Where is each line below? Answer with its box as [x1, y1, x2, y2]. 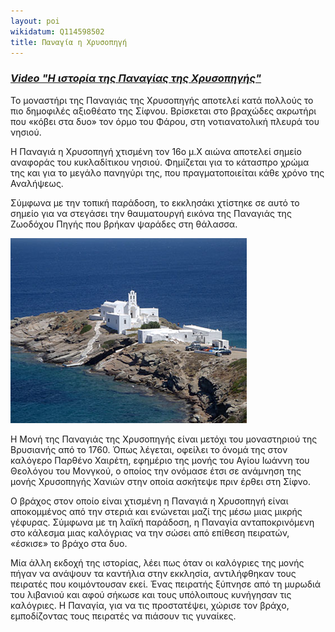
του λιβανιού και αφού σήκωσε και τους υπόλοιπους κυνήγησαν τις [10, 588, 292, 600]
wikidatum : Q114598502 [10, 26, 105, 37]
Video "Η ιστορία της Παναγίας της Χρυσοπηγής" [10, 71, 262, 85]
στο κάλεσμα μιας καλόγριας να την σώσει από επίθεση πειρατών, [10, 526, 290, 539]
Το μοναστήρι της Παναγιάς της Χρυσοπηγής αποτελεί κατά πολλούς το [10, 94, 314, 106]
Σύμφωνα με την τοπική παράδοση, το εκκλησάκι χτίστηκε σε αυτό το [10, 196, 300, 209]
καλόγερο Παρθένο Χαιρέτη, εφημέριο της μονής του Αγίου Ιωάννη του [10, 454, 310, 466]
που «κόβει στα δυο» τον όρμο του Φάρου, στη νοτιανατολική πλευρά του [10, 115, 320, 127]
